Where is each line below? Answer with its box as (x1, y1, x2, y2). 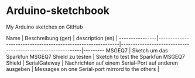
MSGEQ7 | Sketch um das (105, 47, 168, 54)
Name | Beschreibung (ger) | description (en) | (6, 34, 118, 41)
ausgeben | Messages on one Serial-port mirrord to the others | (6, 65, 159, 72)
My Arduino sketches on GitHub (6, 23, 83, 30)
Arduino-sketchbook (6, 4, 110, 17)
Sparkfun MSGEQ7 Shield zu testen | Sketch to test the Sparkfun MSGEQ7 (6, 53, 186, 60)
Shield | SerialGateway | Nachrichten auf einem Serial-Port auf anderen (6, 59, 179, 66)
